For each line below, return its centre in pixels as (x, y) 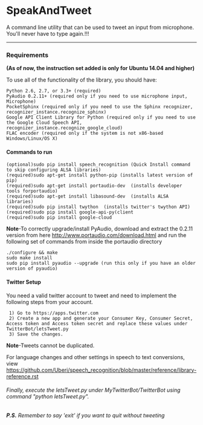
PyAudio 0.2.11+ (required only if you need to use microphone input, (97, 96)
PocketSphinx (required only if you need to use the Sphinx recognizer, (100, 107)
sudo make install (29, 258)
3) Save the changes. (36, 334)
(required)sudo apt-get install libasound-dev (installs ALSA (88, 196)
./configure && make (32, 253)
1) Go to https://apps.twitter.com (53, 313)
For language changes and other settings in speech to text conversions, (96, 357)
